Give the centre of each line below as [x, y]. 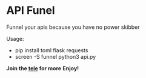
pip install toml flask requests [51, 50]
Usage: [15, 38]
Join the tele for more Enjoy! [43, 68]
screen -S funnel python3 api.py [55, 56]
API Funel [31, 10]
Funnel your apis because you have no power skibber [73, 27]
